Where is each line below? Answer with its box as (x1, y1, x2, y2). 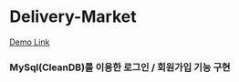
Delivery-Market (9, 6, 137, 27)
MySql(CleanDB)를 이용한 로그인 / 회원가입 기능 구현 (9, 61, 231, 74)
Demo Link (9, 36, 50, 47)
